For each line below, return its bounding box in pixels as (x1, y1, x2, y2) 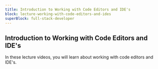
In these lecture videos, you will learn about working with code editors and (5, 54, 154, 60)
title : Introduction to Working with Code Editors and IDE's (5, 7, 131, 12)
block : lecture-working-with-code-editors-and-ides (5, 12, 111, 16)
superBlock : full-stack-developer (5, 16, 75, 21)
